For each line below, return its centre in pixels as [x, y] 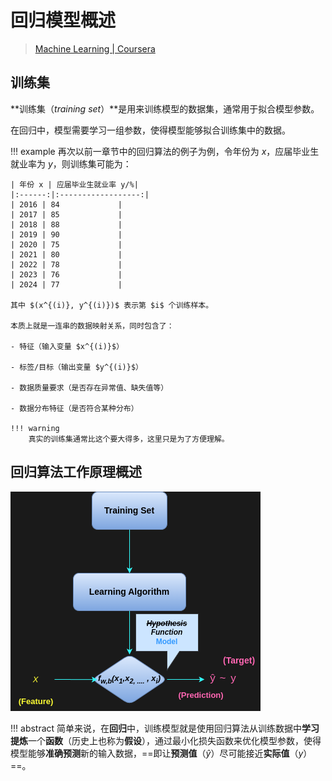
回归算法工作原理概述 [76, 472]
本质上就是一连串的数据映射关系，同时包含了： [92, 326]
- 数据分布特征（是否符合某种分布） [74, 408]
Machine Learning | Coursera [95, 48]
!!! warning [35, 428]
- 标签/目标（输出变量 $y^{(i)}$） [76, 367]
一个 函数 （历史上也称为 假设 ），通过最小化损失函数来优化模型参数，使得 [175, 740]
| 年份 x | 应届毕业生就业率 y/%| [74, 184]
